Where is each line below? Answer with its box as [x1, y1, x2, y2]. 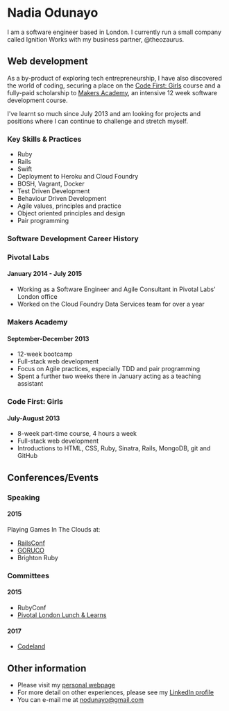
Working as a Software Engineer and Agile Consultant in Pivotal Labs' [17, 285, 217, 293]
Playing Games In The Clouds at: [7, 525, 101, 533]
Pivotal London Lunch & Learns [17, 610, 107, 619]
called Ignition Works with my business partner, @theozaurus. [7, 35, 185, 43]
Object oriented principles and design [17, 209, 126, 218]
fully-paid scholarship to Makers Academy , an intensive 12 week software [7, 88, 217, 97]
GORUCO [17, 546, 45, 554]
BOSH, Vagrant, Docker [17, 179, 85, 188]
